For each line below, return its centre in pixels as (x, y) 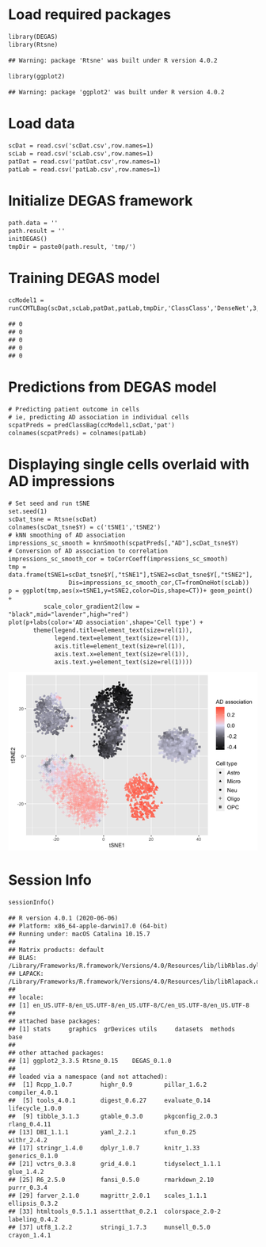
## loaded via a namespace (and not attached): (88, 1077)
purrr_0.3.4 (28, 1188)
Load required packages (90, 15)
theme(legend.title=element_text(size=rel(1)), (113, 630)
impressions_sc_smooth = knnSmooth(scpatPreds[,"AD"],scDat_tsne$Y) (123, 543)
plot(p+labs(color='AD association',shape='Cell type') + (106, 622)
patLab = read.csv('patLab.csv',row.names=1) (84, 169)
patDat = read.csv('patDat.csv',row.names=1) (84, 161)
